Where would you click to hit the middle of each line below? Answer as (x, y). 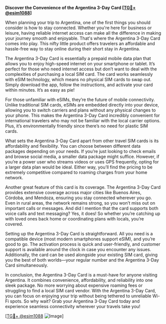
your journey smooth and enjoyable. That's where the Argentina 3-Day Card (83, 38)
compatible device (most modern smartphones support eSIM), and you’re (80, 239)
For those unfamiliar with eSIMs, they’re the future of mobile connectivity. (80, 100)
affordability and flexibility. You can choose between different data (73, 146)
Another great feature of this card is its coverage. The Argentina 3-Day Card (83, 187)
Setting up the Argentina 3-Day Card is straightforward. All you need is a (79, 234)
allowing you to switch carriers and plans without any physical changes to (81, 110)
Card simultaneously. (27, 265)
